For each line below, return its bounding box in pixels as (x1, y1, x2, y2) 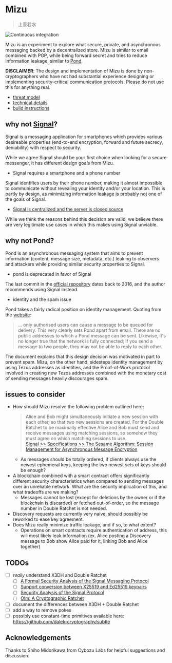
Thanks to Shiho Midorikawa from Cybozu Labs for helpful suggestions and (5, 647, 165, 653)
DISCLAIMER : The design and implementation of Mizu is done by (5, 68, 143, 74)
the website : (5, 312, 32, 318)
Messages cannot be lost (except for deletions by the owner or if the (20, 495, 166, 501)
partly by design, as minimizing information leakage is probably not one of (5, 191, 162, 197)
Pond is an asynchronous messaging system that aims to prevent (5, 250, 143, 256)
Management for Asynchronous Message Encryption (25, 446, 138, 452)
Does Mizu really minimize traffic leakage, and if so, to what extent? (12, 522, 157, 528)
